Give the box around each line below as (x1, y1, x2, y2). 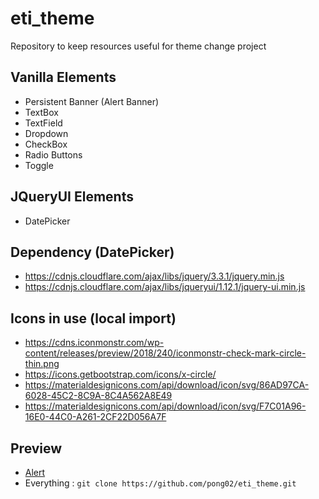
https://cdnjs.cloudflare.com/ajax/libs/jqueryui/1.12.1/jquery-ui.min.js (24, 281, 306, 293)
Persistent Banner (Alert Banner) (24, 95, 160, 107)
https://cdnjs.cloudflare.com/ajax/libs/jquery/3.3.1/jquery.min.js (24, 270, 285, 282)
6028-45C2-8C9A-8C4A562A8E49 (24, 390, 173, 402)
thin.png (24, 358, 60, 370)
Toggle (24, 159, 54, 171)
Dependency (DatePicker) (10, 243, 175, 261)
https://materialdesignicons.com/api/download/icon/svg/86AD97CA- (24, 379, 310, 391)
